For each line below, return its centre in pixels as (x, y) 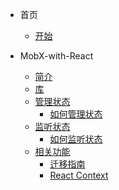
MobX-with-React (56, 56)
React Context (79, 175)
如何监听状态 (76, 139)
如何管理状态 (76, 114)
